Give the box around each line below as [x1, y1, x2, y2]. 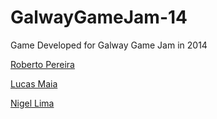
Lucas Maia [10, 77, 58, 90]
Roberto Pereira [10, 58, 75, 70]
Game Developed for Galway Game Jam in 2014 [10, 39, 208, 51]
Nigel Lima [10, 97, 55, 109]
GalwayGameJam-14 [10, 6, 188, 29]
